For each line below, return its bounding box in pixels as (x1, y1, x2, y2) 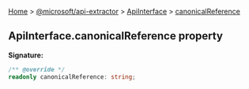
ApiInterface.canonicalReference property (8, 29, 224, 43)
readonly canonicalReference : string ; (8, 72, 136, 81)
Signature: (8, 50, 43, 60)
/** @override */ (8, 65, 66, 73)
